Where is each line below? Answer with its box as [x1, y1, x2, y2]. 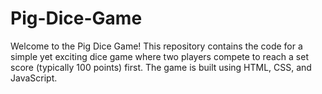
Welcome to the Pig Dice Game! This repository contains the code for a [10, 40, 303, 52]
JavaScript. [10, 72, 58, 84]
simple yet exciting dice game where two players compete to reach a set [10, 50, 309, 62]
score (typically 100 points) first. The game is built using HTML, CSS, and [10, 61, 312, 73]
